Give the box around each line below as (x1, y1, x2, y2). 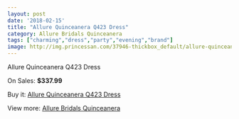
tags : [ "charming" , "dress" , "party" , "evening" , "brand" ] (7, 37, 174, 44)
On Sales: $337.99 (7, 76, 63, 85)
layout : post (7, 10, 46, 18)
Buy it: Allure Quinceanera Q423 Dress (7, 90, 121, 98)
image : (7, 43, 27, 50)
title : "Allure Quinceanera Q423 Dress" (7, 23, 129, 30)
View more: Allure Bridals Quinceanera (7, 104, 121, 112)
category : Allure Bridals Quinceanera (7, 30, 122, 38)
